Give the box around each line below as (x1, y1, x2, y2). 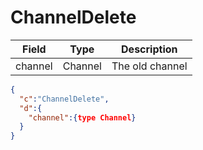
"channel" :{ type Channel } (28, 112, 137, 123)
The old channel (111, 59, 188, 73)
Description (121, 42, 178, 56)
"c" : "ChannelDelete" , (19, 94, 110, 104)
